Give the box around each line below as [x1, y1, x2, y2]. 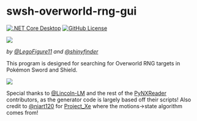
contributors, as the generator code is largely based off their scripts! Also [6, 96, 191, 103]
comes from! [6, 109, 39, 116]
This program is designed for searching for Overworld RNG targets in [6, 59, 180, 67]
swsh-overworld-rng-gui [6, 4, 137, 18]
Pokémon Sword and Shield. [6, 66, 78, 73]
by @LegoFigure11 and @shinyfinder [6, 48, 99, 55]
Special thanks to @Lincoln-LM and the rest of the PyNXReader [6, 89, 167, 97]
